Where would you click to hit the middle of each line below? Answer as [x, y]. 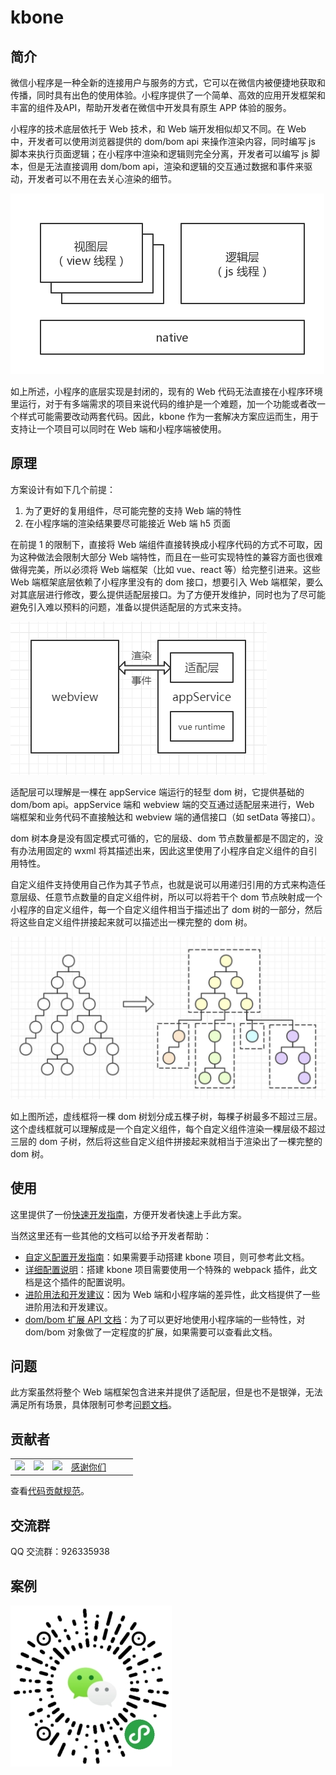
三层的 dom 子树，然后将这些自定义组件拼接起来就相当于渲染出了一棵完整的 [166, 1141]
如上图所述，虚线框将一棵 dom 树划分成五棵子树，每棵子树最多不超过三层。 [166, 1116]
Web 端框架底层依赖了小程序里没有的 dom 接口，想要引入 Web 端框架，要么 [167, 582]
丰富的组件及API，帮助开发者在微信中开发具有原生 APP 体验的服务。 [151, 107]
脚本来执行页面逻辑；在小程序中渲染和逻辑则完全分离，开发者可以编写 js [159, 154]
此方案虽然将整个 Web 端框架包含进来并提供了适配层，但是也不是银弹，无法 [166, 1392]
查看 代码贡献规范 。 [50, 1491]
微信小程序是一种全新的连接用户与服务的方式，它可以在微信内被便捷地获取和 [168, 82]
